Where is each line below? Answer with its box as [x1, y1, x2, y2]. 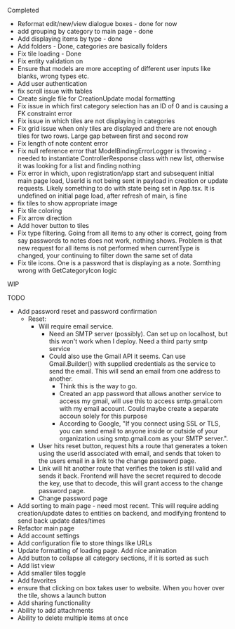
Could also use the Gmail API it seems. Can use [48, 352, 186, 360]
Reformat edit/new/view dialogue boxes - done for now [17, 20, 177, 27]
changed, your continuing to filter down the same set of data [17, 251, 193, 260]
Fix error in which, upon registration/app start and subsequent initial [17, 169, 215, 177]
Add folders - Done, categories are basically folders [17, 42, 168, 50]
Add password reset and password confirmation [17, 307, 157, 315]
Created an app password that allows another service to [59, 390, 222, 398]
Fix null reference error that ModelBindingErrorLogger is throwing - [17, 147, 212, 155]
